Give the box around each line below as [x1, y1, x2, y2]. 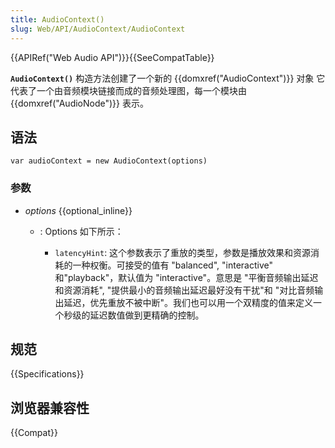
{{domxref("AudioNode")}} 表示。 [10, 97, 149, 109]
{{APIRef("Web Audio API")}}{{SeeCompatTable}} [10, 51, 215, 63]
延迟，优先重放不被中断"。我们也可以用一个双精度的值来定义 [63, 296, 313, 308]
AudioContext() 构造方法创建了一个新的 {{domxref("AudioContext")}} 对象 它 [10, 72, 326, 84]
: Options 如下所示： [39, 225, 124, 237]
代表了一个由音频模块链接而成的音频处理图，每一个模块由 [10, 84, 247, 96]
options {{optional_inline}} [24, 204, 133, 216]
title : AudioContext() [10, 14, 105, 25]
